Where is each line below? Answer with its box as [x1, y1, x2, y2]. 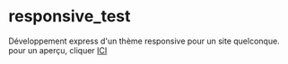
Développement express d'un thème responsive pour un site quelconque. [8, 36, 280, 46]
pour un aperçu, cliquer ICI [8, 44, 108, 55]
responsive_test [8, 6, 131, 27]
